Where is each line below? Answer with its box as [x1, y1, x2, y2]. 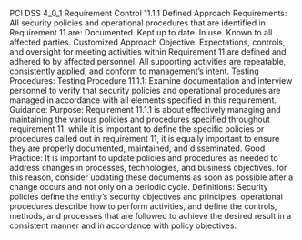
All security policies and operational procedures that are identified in [9, 17, 267, 28]
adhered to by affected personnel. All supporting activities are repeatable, [9, 56, 287, 66]
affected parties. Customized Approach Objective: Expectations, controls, [9, 36, 286, 47]
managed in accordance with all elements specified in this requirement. [9, 95, 277, 105]
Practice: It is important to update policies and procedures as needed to [9, 153, 279, 163]
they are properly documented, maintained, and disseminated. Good [9, 143, 266, 154]
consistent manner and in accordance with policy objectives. [9, 220, 237, 231]
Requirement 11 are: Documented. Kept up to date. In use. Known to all [9, 27, 273, 37]
